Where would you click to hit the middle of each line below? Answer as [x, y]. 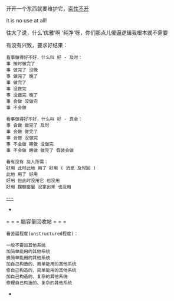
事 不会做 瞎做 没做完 [30, 144]
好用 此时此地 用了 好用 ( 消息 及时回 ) [51, 168]
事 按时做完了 [21, 64]
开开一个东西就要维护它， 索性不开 [47, 9]
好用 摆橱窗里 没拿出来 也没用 [39, 187]
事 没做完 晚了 [22, 95]
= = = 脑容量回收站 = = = [36, 221]
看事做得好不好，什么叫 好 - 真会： [44, 119]
